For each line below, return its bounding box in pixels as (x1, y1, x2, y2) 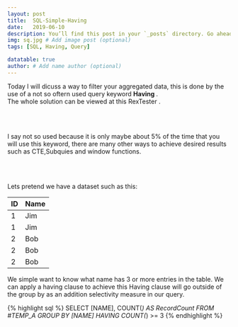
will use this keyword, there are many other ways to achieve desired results (7, 139, 227, 148)
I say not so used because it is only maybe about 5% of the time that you (7, 132, 220, 140)
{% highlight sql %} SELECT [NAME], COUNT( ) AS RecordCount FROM (7, 304, 215, 312)
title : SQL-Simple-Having (7, 17, 87, 24)
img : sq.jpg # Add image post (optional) (7, 37, 132, 44)
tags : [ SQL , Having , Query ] (7, 43, 91, 50)
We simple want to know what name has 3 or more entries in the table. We (7, 275, 225, 283)
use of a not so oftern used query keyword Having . (7, 89, 158, 98)
